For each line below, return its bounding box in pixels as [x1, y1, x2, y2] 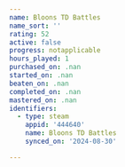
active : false [9, 37, 62, 47]
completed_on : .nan [9, 87, 82, 96]
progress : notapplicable [9, 46, 101, 55]
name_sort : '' [9, 21, 62, 30]
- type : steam [17, 112, 69, 121]
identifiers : [9, 104, 58, 113]
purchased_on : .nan [9, 63, 82, 72]
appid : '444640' [25, 121, 86, 130]
